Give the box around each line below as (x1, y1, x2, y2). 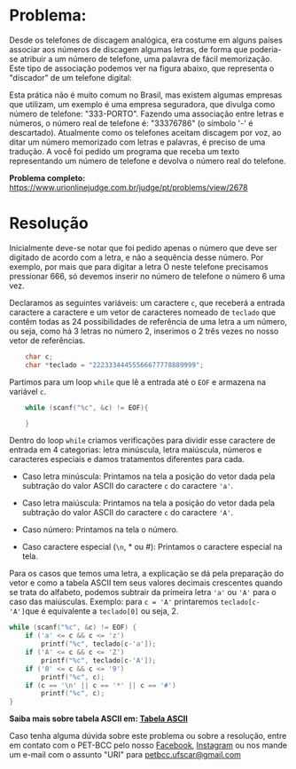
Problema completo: (9, 172, 86, 183)
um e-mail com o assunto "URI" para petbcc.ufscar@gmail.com (9, 749, 242, 760)
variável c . (9, 386, 47, 396)
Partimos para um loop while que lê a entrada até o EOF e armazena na (9, 376, 267, 387)
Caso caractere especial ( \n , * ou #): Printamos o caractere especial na (21, 542, 283, 553)
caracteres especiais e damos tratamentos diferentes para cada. (9, 454, 245, 465)
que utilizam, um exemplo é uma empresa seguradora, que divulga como (9, 98, 276, 109)
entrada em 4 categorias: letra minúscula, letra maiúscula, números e (9, 444, 262, 455)
